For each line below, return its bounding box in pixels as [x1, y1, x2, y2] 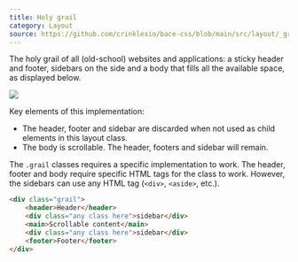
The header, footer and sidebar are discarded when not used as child [21, 123, 276, 134]
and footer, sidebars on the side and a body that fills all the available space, [9, 63, 286, 73]
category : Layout [9, 21, 74, 30]
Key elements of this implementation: [9, 106, 145, 117]
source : [9, 29, 38, 38]
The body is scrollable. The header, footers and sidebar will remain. [21, 143, 269, 153]
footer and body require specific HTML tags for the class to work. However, [9, 169, 286, 180]
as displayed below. [9, 73, 82, 83]
